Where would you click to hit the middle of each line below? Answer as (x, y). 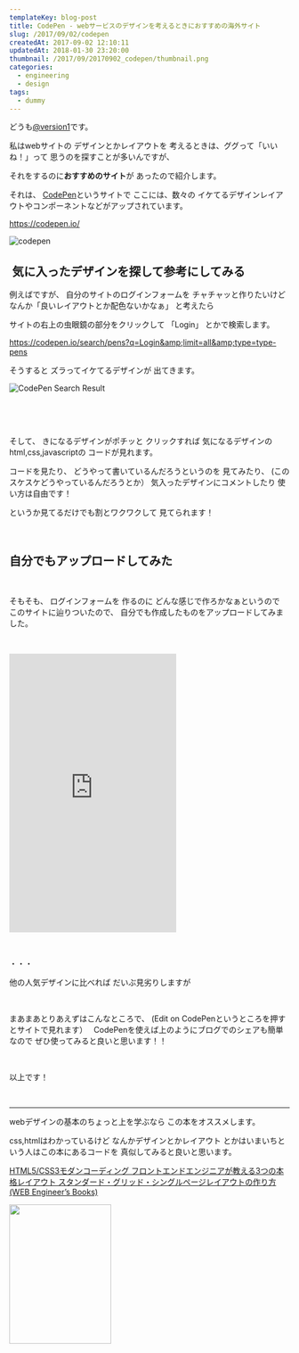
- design (33, 84)
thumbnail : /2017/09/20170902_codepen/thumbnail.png (109, 59)
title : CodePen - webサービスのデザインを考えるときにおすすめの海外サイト (135, 26)
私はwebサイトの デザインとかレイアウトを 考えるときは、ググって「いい (144, 146)
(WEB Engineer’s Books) (54, 1192)
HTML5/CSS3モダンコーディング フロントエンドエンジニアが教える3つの (143, 1171)
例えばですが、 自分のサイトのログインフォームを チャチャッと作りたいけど (148, 294)
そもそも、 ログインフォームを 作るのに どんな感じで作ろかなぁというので (145, 601)
